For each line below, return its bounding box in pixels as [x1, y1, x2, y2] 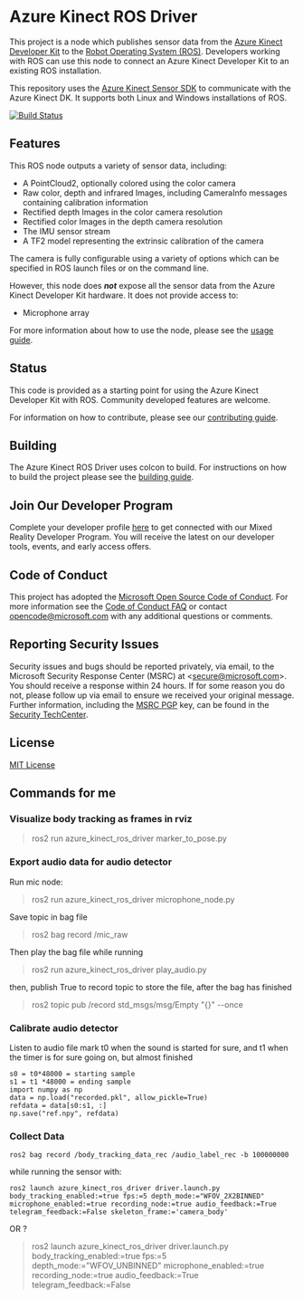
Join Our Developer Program [9, 498, 174, 513]
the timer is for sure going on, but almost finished [9, 1052, 194, 1063]
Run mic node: [9, 876, 63, 887]
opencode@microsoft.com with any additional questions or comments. [9, 611, 273, 621]
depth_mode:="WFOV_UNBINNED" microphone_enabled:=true [31, 1260, 265, 1271]
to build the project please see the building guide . [9, 472, 194, 482]
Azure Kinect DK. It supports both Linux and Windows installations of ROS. [9, 92, 288, 103]
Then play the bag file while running [9, 946, 144, 957]
